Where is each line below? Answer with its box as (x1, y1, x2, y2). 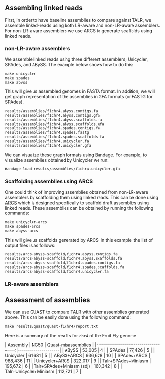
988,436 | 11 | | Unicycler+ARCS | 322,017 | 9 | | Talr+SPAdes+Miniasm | (5, 358, 151, 364)
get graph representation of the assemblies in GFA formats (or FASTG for (5, 94, 153, 100)
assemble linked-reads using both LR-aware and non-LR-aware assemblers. (5, 22, 160, 28)
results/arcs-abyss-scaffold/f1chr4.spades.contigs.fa (5, 260, 120, 266)
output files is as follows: (5, 242, 56, 249)
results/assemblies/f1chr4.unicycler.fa (5, 139, 90, 144)
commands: (5, 210, 30, 216)
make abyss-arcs (5, 228, 38, 234)
